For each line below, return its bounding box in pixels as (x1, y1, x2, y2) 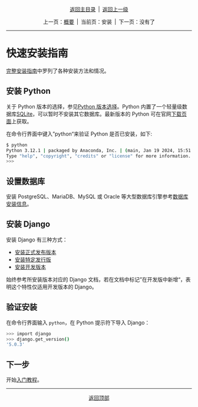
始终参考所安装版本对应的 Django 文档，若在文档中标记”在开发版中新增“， (6, 275, 186, 283)
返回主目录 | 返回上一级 (70, 6, 128, 12)
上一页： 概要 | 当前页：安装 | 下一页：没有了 (43, 18, 155, 25)
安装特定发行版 (14, 256, 51, 263)
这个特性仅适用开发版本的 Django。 (11, 283, 97, 290)
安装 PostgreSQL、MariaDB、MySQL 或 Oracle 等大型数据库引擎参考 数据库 (6, 193, 189, 200)
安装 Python (6, 86, 51, 96)
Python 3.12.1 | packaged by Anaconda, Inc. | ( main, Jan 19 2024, (6, 147, 176, 153)
